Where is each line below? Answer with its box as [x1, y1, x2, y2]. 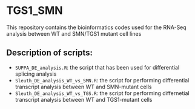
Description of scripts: [6, 48, 93, 58]
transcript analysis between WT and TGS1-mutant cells [15, 96, 153, 103]
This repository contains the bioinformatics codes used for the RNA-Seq [6, 24, 187, 31]
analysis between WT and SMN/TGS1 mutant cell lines [6, 30, 142, 37]
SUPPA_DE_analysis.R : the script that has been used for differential [15, 64, 180, 71]
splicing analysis [15, 70, 57, 78]
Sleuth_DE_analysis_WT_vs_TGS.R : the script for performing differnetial [15, 89, 190, 97]
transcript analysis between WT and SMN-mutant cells [15, 83, 152, 90]
